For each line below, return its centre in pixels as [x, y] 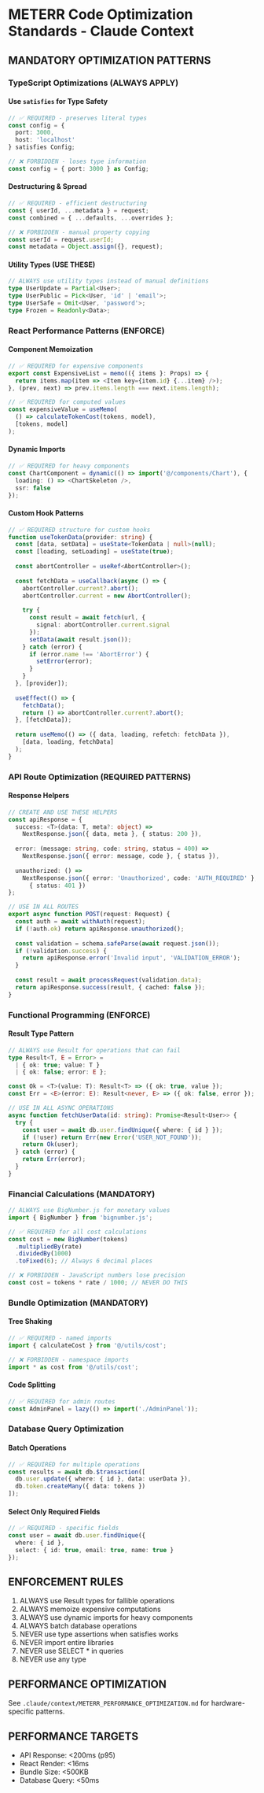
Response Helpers [39, 796]
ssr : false [33, 488]
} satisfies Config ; [42, 147]
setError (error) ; [64, 662]
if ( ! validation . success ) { [61, 951]
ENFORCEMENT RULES [66, 1582]
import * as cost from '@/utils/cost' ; [73, 1367]
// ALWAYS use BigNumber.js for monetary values [89, 1211]
